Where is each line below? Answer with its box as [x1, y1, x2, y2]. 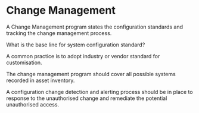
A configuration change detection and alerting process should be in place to [6, 88, 193, 95]
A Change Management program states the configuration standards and [6, 23, 184, 30]
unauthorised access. [6, 101, 60, 108]
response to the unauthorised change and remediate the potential [6, 95, 167, 102]
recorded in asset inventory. [6, 77, 75, 84]
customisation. [6, 59, 43, 66]
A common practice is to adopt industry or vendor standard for [6, 52, 160, 59]
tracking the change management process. [6, 29, 112, 36]
